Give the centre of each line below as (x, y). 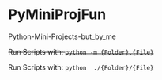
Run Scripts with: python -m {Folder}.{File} (81, 51)
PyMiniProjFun (57, 15)
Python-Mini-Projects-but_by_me (62, 36)
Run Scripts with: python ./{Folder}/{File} (81, 67)
